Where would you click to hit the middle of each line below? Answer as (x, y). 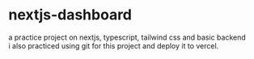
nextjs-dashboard (70, 15)
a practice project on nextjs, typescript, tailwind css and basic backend (127, 37)
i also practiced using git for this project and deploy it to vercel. (114, 45)
